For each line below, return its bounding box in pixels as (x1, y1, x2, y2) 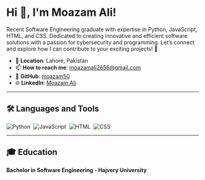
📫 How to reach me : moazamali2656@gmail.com (15, 63, 142, 71)
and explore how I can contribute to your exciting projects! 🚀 (6, 45, 158, 52)
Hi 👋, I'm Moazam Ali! (6, 5, 117, 20)
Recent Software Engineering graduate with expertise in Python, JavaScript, (6, 26, 198, 33)
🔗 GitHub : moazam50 (15, 73, 70, 80)
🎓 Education (6, 147, 58, 157)
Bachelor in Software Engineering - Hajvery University (6, 166, 147, 173)
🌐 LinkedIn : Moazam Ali (15, 79, 76, 86)
